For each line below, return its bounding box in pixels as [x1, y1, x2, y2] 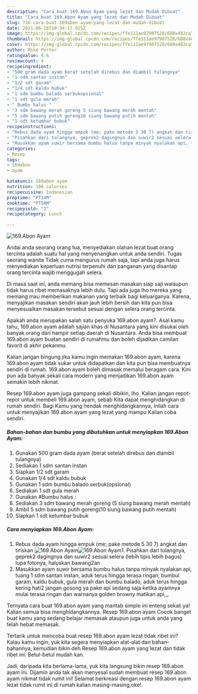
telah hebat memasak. [6, 621, 61, 628]
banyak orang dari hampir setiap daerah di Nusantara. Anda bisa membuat [6, 330, 187, 337]
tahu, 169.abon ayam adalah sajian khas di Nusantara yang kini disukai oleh [6, 323, 189, 330]
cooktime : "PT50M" [6, 200, 52, 206]
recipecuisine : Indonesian [6, 189, 73, 195]
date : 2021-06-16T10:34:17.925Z [6, 25, 86, 31]
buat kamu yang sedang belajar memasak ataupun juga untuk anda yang [6, 614, 183, 622]
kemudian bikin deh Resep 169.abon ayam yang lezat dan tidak [33, 645, 186, 652]
